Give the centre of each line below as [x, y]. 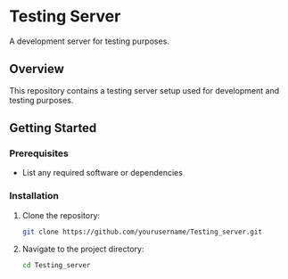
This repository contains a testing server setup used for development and [144, 90]
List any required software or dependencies [102, 173]
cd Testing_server [56, 265]
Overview [37, 69]
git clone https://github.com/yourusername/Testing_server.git [142, 232]
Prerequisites [39, 153]
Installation [34, 196]
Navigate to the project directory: [83, 249]
